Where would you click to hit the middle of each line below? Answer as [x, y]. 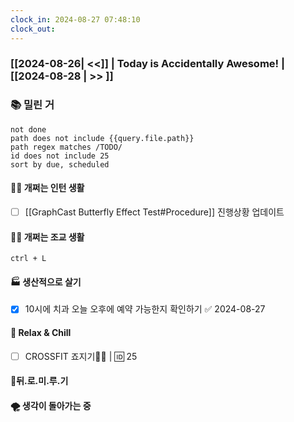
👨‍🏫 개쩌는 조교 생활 [47, 237]
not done [28, 129]
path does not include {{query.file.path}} [102, 138]
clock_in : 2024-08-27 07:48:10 [75, 19]
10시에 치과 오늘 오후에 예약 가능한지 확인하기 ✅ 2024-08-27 [145, 309]
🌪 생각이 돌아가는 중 [51, 405]
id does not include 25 [60, 156]
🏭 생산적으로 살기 [46, 282]
